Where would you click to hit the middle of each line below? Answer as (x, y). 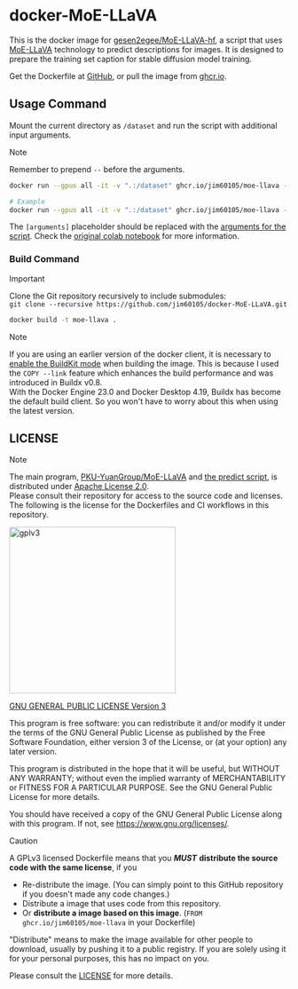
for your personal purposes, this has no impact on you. (110, 959)
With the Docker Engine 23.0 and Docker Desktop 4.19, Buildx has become (145, 392)
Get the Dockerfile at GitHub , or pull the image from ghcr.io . (118, 75)
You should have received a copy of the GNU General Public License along (145, 814)
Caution (24, 841)
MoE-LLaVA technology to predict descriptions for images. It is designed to (146, 49)
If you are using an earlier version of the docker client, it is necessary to (141, 354)
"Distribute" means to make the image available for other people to (131, 940)
